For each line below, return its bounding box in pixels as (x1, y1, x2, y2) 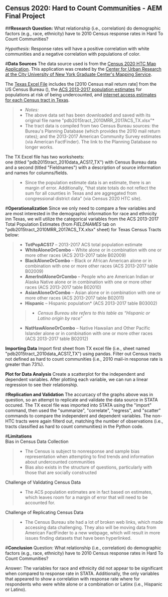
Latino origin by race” (37, 315, 83, 321)
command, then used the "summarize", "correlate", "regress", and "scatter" (5, 407, 161, 413)
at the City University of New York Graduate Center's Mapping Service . (5, 71, 152, 77)
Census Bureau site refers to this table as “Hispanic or (37, 310, 150, 316)
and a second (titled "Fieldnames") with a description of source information (5, 164, 161, 170)
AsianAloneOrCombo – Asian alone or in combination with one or (25, 289, 161, 295)
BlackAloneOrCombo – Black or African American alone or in (25, 257, 152, 263)
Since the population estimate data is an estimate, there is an (25, 179, 151, 185)
